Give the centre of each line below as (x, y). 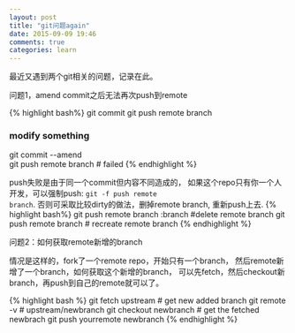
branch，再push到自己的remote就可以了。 (87, 283)
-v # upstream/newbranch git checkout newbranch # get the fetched (134, 310)
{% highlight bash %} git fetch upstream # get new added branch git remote (147, 300)
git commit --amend (45, 155)
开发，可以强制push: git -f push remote (83, 193)
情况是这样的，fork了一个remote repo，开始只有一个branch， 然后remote (143, 261)
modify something (49, 136)
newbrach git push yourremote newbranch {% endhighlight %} (124, 320)
